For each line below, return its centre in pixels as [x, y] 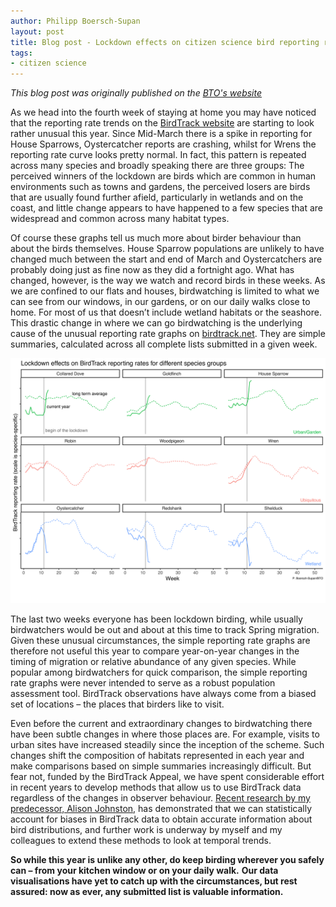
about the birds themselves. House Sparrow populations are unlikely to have [167, 249]
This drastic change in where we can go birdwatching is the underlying [156, 323]
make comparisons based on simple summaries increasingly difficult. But [161, 766]
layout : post [37, 31]
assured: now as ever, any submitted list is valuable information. [147, 891]
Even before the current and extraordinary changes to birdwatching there [161, 723]
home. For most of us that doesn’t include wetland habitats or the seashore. [166, 312]
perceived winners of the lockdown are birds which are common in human [163, 176]
